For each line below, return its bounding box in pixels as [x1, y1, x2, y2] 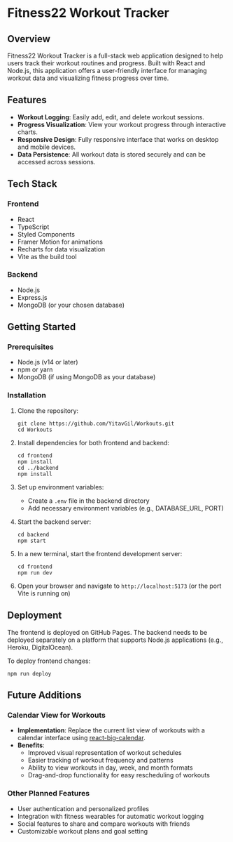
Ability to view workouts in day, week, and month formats [27, 763, 194, 772]
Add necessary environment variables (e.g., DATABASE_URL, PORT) [27, 504, 224, 512]
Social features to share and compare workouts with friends [17, 820, 190, 828]
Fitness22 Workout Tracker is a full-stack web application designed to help [7, 51, 224, 60]
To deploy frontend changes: [7, 657, 91, 665]
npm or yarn [17, 365, 53, 374]
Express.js [17, 293, 48, 301]
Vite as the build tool [17, 252, 77, 261]
